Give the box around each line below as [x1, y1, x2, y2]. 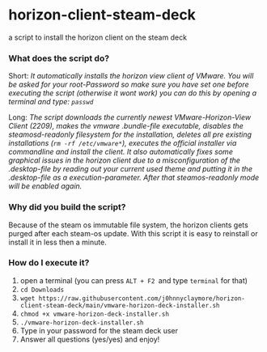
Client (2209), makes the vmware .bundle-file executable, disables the [8, 121, 244, 131]
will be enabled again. [8, 181, 83, 191]
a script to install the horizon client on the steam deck [8, 32, 188, 42]
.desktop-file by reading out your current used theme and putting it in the [8, 164, 253, 174]
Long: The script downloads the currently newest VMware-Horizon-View [8, 112, 252, 122]
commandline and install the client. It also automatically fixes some [8, 147, 233, 157]
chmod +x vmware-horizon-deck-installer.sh [19, 310, 170, 318]
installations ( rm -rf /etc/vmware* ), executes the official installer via [8, 138, 237, 148]
